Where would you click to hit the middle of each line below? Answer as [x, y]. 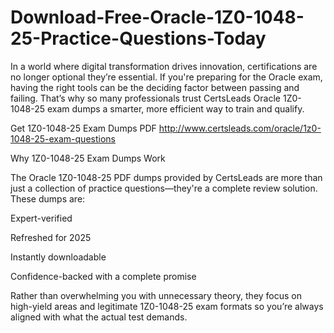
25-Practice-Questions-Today [138, 38]
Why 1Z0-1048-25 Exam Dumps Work [88, 158]
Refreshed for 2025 [51, 237]
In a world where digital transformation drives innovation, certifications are [164, 66]
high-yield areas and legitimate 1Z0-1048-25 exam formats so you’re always [167, 306]
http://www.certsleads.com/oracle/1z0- [240, 128]
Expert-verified [41, 218]
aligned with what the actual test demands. [99, 317]
